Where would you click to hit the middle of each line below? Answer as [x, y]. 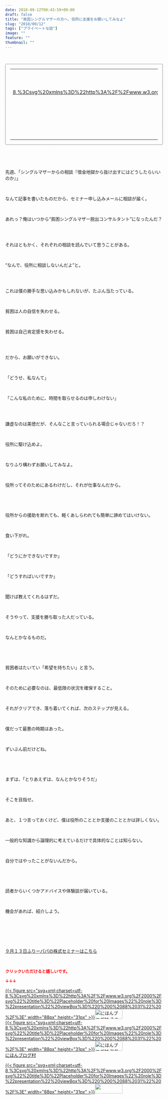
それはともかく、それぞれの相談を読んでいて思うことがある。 [68, 244]
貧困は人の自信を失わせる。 [34, 311]
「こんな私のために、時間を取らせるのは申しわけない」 [62, 398]
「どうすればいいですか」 [31, 576]
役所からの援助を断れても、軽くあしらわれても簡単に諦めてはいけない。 [79, 515]
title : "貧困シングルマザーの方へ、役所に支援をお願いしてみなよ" [65, 19]
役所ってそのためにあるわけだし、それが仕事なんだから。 [64, 485]
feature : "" [17, 38]
